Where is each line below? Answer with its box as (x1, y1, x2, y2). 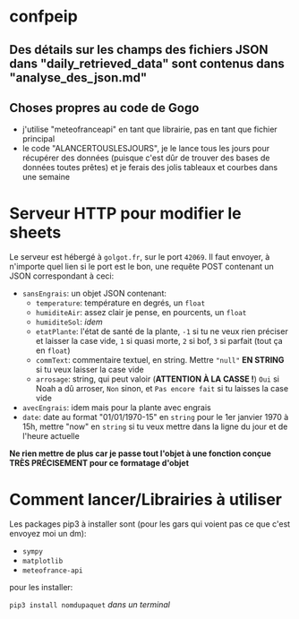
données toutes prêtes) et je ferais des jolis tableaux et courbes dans (21, 162, 278, 173)
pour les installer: (9, 582, 73, 593)
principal (21, 133, 56, 144)
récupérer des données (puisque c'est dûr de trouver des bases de (21, 152, 270, 163)
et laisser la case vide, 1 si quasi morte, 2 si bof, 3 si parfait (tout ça (35, 336, 284, 347)
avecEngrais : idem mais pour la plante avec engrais (21, 402, 212, 413)
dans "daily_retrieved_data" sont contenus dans (9, 56, 285, 71)
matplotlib (21, 557, 64, 566)
